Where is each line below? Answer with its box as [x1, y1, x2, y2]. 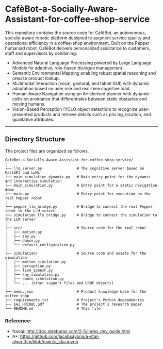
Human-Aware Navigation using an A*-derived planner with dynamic [12, 91, 150, 97]
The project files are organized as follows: [5, 148, 89, 154]
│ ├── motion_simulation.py [5, 259, 66, 264]
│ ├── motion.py [5, 230, 42, 234]
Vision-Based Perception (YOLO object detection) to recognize [12, 106, 138, 112]
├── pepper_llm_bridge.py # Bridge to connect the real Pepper [5, 204, 153, 209]
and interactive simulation [5, 179, 62, 183]
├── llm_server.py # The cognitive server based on [5, 166, 145, 171]
